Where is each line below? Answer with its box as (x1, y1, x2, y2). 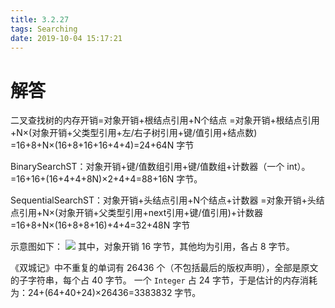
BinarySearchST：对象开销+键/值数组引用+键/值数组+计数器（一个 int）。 (10, 161, 311, 173)
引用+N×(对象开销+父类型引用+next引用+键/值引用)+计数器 (18, 207, 263, 219)
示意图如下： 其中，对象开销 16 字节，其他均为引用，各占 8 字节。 (10, 241, 295, 253)
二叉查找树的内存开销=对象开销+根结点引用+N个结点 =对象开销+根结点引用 (10, 114, 320, 126)
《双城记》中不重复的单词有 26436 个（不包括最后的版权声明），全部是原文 (10, 262, 319, 274)
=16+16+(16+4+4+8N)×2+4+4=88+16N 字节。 (10, 173, 203, 185)
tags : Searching (10, 24, 78, 34)
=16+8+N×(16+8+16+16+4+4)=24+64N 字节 (10, 139, 195, 151)
